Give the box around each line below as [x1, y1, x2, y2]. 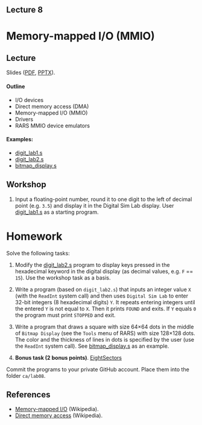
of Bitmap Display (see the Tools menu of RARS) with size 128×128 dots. [14, 329, 195, 337]
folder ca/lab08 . [6, 372, 46, 379]
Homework [6, 229, 63, 243]
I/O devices [14, 96, 44, 103]
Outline [6, 83, 25, 90]
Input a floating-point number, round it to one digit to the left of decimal [14, 196, 192, 203]
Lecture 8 [6, 5, 43, 15]
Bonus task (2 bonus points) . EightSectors [14, 354, 122, 361]
